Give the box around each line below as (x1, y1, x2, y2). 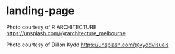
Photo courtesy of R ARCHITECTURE (6, 23, 97, 31)
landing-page (6, 4, 75, 18)
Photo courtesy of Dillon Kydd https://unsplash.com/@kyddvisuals (6, 41, 169, 48)
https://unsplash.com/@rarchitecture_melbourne (6, 29, 126, 36)
